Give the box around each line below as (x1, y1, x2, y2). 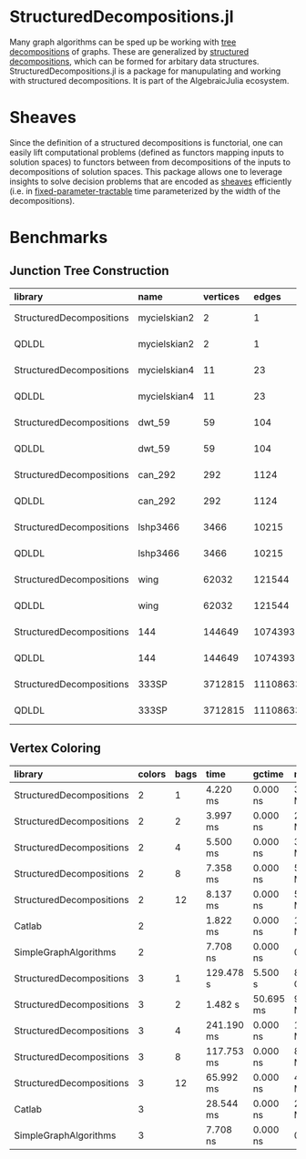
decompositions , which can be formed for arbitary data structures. (9, 56, 260, 66)
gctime (252, 768, 284, 780)
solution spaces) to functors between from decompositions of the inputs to (9, 157, 291, 168)
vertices (203, 290, 240, 302)
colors (138, 768, 167, 780)
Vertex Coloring (9, 740, 102, 757)
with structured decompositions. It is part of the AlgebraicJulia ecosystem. (9, 75, 290, 86)
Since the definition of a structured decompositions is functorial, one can (9, 137, 284, 147)
